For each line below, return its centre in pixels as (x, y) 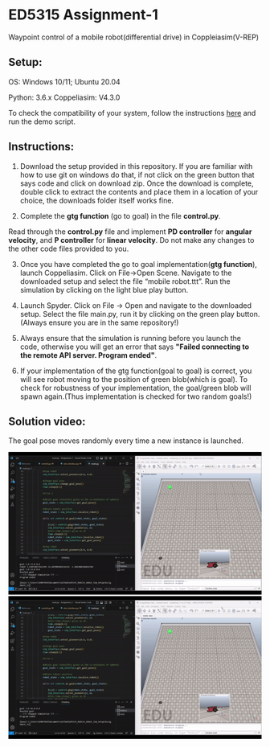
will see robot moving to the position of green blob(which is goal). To (133, 379)
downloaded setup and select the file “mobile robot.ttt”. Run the (125, 281)
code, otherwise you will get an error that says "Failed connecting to (135, 347)
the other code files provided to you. (69, 248)
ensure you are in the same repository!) (114, 322)
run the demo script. (42, 121)
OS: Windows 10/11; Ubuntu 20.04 (64, 81)
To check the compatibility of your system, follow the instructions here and (132, 113)
